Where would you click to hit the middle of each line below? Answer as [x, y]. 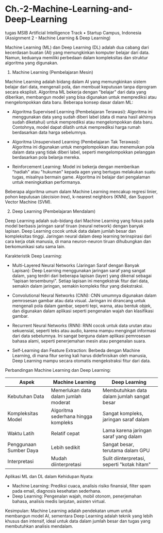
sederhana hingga [72, 416]
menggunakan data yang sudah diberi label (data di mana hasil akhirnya [84, 117]
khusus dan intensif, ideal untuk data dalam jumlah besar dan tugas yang [78, 521]
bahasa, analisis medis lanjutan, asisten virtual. [59, 501]
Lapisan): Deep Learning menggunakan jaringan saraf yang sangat [79, 270]
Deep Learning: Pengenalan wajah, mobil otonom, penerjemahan [77, 496]
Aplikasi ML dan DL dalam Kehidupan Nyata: [49, 476]
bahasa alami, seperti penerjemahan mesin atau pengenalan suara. [79, 341]
